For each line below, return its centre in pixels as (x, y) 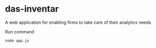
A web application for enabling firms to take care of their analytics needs (78, 22)
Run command (20, 32)
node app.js (17, 40)
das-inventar (32, 9)
